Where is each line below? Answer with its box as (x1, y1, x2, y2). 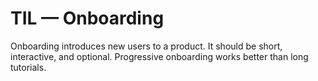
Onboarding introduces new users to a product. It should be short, (10, 40, 283, 52)
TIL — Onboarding (10, 7, 165, 30)
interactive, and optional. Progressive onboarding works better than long (10, 50, 309, 62)
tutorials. (10, 61, 47, 73)
